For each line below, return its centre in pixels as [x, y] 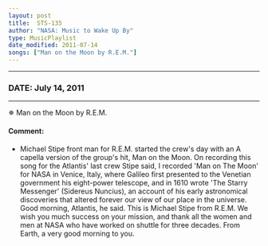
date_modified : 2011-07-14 [53, 45]
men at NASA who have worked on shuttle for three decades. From [130, 225]
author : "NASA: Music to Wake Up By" [71, 30]
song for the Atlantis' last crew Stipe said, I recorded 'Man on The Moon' [139, 166]
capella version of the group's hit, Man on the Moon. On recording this [135, 157]
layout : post [30, 16]
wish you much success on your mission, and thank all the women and [136, 217]
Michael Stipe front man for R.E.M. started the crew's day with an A [130, 149]
